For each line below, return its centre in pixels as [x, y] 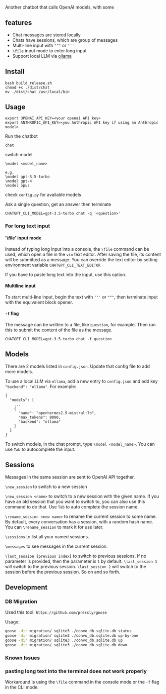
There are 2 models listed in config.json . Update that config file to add [78, 366]
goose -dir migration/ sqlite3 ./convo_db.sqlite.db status [69, 631]
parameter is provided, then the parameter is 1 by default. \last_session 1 [81, 561]
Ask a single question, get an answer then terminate [58, 204]
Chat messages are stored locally [46, 35]
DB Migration [21, 601]
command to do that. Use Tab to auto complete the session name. [72, 506]
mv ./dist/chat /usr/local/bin [37, 92]
